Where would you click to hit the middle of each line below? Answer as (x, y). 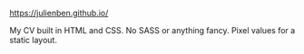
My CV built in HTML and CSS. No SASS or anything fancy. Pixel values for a (152, 30)
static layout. (33, 40)
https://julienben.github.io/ (59, 13)
